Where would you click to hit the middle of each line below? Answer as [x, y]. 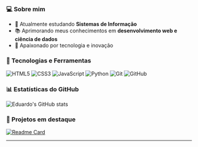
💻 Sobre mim [26, 9]
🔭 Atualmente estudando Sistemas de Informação [76, 24]
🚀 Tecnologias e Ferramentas [49, 61]
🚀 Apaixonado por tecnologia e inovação [64, 45]
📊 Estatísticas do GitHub [42, 89]
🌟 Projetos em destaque [41, 119]
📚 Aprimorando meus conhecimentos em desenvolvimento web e [96, 31]
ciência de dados [36, 39]
